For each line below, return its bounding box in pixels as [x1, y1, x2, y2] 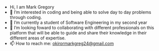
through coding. [9, 15, 42, 20]
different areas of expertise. [9, 35, 66, 41]
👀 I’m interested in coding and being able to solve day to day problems [9, 9, 151, 15]
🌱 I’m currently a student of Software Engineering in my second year [9, 19, 147, 25]
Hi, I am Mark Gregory [9, 4, 55, 10]
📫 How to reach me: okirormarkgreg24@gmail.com [9, 41, 114, 46]
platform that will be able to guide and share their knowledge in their [9, 30, 147, 35]
